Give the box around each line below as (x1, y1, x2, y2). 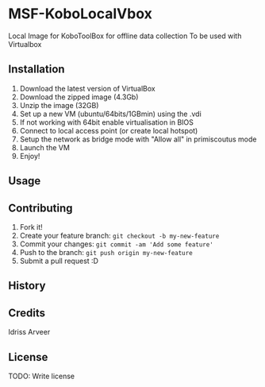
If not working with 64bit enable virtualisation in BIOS (19, 117, 194, 127)
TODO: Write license (8, 371, 75, 381)
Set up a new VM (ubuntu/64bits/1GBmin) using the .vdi (19, 109, 202, 118)
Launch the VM (19, 142, 70, 152)
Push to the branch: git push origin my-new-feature (19, 247, 193, 257)
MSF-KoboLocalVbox (8, 5, 152, 23)
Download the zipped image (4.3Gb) (19, 92, 139, 102)
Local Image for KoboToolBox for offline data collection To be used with (8, 31, 242, 41)
